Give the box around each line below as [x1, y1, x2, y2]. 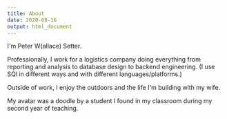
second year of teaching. [7, 104, 79, 113]
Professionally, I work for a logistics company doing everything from [7, 55, 201, 64]
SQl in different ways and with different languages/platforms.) [7, 70, 183, 78]
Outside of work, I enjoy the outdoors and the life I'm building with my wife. [7, 84, 221, 92]
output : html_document [7, 23, 72, 30]
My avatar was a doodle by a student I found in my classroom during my [7, 97, 213, 105]
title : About [7, 10, 45, 17]
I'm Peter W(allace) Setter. [7, 42, 82, 51]
